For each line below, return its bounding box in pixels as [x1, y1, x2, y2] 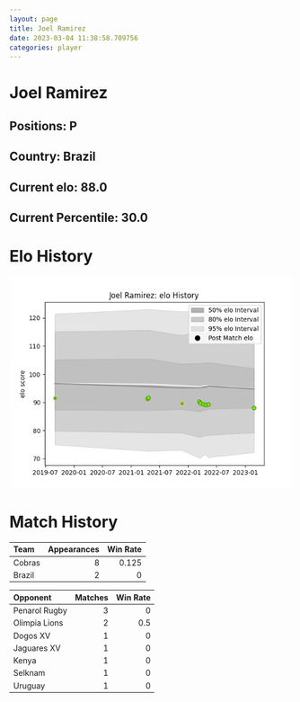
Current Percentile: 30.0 [9, 210, 148, 225]
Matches [75, 591, 110, 602]
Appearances [48, 544, 101, 555]
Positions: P [9, 118, 78, 134]
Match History [9, 512, 119, 532]
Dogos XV [13, 630, 51, 641]
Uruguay [13, 680, 46, 691]
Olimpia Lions [13, 618, 64, 628]
